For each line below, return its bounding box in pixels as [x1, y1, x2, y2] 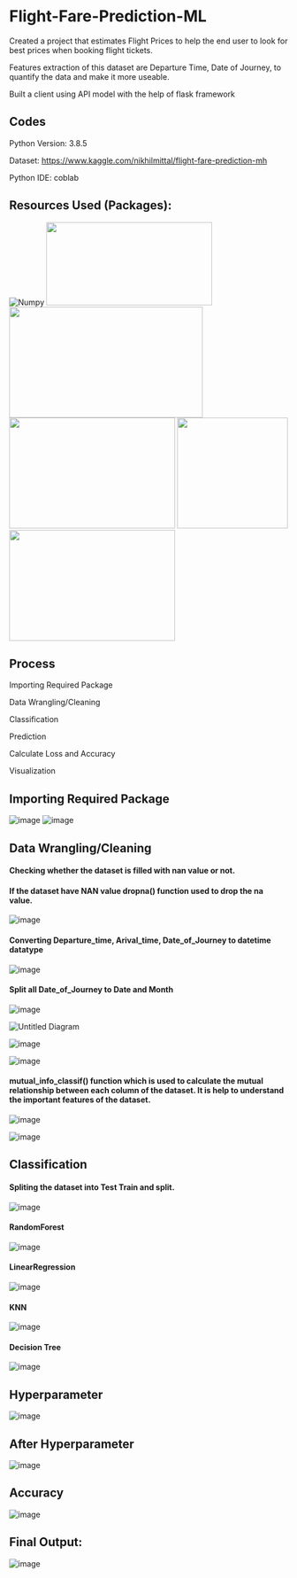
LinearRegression [9, 1262, 76, 1272]
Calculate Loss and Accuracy [9, 749, 116, 759]
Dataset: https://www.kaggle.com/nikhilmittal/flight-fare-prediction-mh [9, 155, 268, 166]
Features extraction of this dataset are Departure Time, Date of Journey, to [9, 62, 281, 73]
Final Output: [9, 1535, 82, 1550]
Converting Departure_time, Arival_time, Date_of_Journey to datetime [9, 935, 271, 945]
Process [9, 656, 56, 671]
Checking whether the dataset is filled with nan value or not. [9, 866, 236, 876]
